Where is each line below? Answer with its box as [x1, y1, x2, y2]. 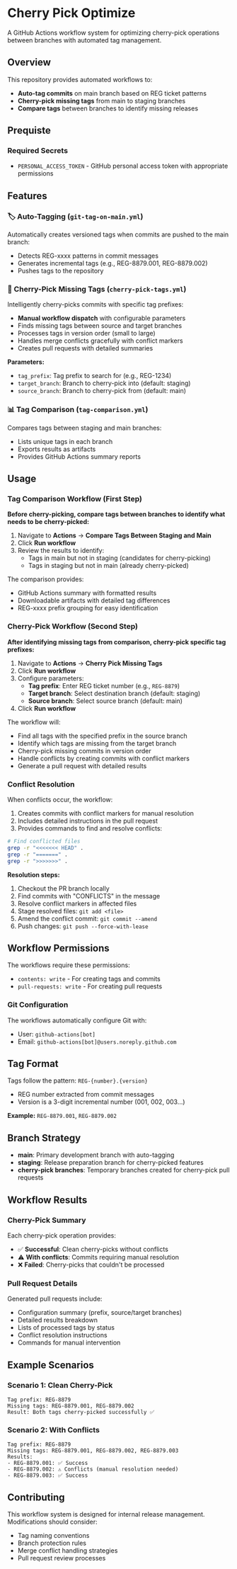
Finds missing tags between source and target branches [17, 321, 183, 330]
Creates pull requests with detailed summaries [17, 344, 154, 353]
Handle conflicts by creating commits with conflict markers [17, 754, 190, 763]
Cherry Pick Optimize [7, 5, 136, 21]
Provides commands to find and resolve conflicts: [17, 824, 163, 833]
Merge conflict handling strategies [17, 1546, 118, 1555]
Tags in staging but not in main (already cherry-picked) [28, 561, 189, 570]
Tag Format [7, 1058, 59, 1070]
